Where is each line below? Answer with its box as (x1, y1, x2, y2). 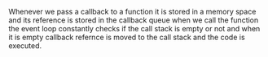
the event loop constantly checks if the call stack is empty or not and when (8, 24, 261, 33)
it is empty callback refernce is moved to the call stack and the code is (8, 32, 246, 42)
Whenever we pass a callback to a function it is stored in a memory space (8, 7, 257, 16)
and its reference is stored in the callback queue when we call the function (8, 15, 259, 25)
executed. (8, 41, 42, 51)
